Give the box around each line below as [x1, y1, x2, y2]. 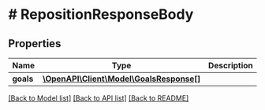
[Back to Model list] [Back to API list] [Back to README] [8, 93, 189, 103]
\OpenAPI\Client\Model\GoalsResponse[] [42, 73, 201, 84]
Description [207, 60, 254, 71]
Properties [8, 37, 62, 50]
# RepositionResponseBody [8, 5, 194, 24]
